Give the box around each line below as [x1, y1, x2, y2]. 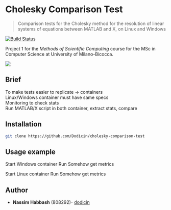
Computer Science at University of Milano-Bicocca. [5, 51, 114, 57]
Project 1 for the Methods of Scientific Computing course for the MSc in [5, 45, 156, 51]
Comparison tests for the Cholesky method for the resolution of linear [17, 20, 164, 27]
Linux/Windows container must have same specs [5, 94, 109, 100]
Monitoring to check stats [5, 99, 59, 106]
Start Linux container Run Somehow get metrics [5, 171, 106, 177]
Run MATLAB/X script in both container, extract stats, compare [5, 105, 138, 111]
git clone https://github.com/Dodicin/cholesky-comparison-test [5, 134, 145, 139]
